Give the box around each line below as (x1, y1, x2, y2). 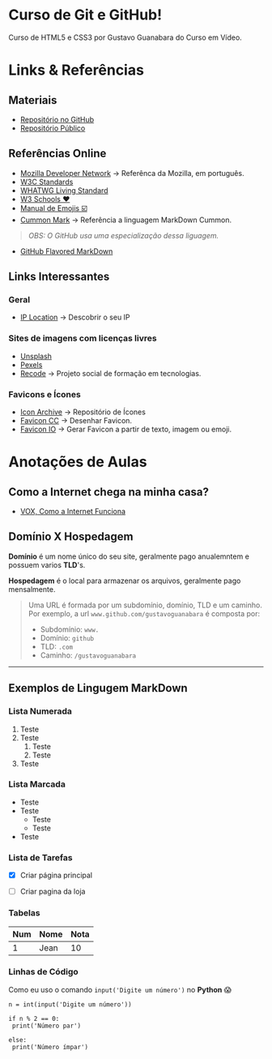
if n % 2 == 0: (8, 1014, 60, 1023)
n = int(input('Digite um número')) (8, 1000, 132, 1009)
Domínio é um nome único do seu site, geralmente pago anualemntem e (8, 551, 249, 561)
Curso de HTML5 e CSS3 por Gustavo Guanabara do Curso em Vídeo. (8, 32, 243, 42)
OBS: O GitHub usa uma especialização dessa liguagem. (28, 230, 219, 240)
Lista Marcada (8, 778, 66, 790)
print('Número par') (11, 1022, 82, 1030)
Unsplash (19, 351, 53, 361)
